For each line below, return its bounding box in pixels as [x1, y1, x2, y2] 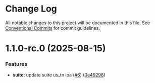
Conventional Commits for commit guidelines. [5, 25, 100, 31]
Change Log [5, 3, 57, 15]
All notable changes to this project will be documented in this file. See [5, 20, 150, 26]
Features [5, 61, 28, 68]
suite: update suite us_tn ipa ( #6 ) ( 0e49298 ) [12, 72, 106, 78]
